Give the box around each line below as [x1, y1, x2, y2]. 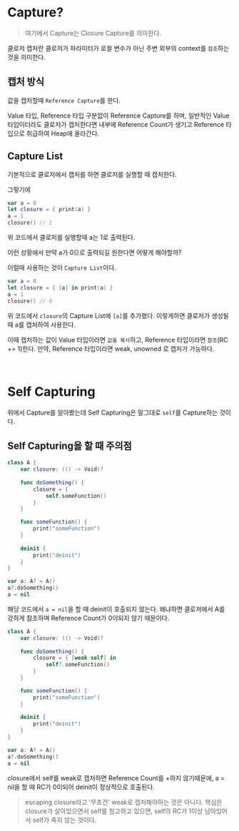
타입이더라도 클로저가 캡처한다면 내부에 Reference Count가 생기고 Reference [7, 120, 225, 128]
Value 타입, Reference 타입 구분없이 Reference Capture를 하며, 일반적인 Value [7, 111, 230, 120]
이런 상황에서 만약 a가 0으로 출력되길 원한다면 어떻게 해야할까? [7, 248, 182, 257]
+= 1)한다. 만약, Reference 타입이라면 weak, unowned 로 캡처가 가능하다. [7, 344, 215, 353]
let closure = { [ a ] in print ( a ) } [7, 284, 113, 291]
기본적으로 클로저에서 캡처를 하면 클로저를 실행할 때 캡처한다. [7, 170, 177, 178]
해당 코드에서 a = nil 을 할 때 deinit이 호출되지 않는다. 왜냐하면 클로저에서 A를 [7, 604, 225, 613]
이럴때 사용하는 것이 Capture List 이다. [7, 263, 116, 272]
